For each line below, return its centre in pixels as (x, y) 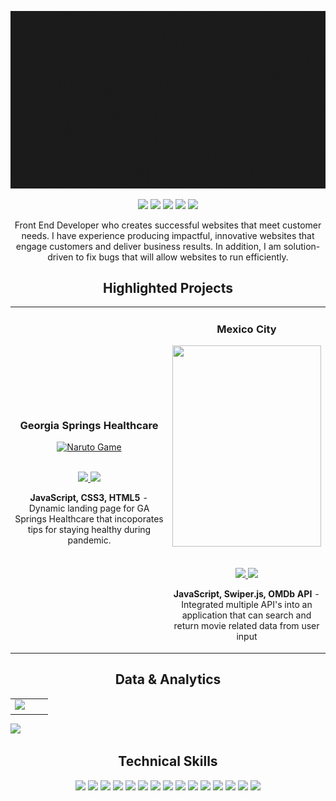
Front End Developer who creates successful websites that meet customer (168, 225)
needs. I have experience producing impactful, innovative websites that (168, 235)
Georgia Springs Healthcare (89, 425)
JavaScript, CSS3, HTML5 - (89, 498)
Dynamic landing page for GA (89, 508)
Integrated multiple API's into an (247, 605)
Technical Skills (168, 761)
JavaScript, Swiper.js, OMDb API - (247, 594)
